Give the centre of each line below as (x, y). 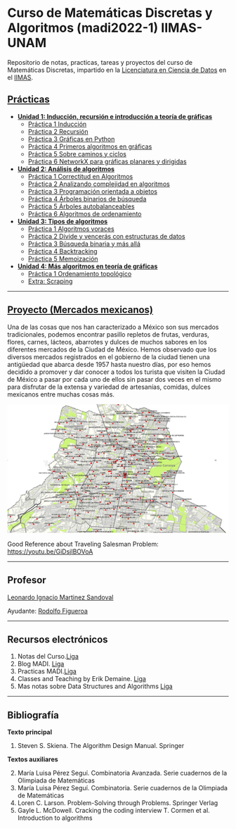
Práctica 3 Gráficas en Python (71, 139)
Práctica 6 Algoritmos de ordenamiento (85, 213)
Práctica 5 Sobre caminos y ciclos (77, 154)
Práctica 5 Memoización (63, 258)
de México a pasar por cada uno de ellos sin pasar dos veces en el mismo (114, 379)
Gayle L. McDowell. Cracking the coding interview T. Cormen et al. (114, 811)
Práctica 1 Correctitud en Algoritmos (80, 176)
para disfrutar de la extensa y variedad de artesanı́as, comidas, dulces (109, 387)
